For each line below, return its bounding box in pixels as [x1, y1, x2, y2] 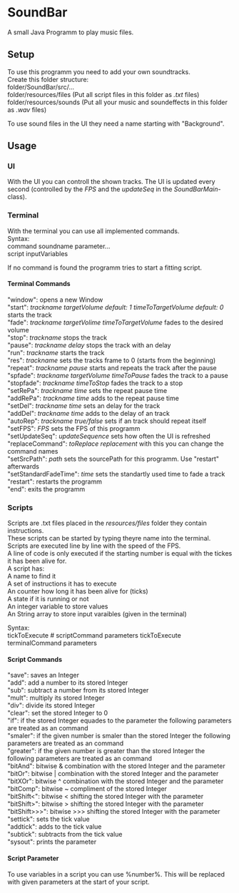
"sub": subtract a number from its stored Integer [7, 686, 149, 695]
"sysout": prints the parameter [7, 837, 97, 846]
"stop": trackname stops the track [7, 333, 108, 342]
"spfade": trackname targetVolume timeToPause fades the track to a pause [7, 371, 228, 379]
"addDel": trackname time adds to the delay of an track [7, 409, 170, 417]
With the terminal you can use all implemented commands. [7, 226, 180, 235]
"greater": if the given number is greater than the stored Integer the [7, 747, 205, 755]
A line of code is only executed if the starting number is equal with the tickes [7, 549, 233, 558]
